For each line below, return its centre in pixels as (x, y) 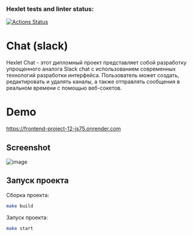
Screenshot (28, 147)
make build (20, 206)
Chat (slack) (37, 46)
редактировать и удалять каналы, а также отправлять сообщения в (93, 82)
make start (20, 228)
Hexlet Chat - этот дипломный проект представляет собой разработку (96, 63)
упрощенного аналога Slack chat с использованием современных (91, 69)
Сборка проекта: (28, 195)
